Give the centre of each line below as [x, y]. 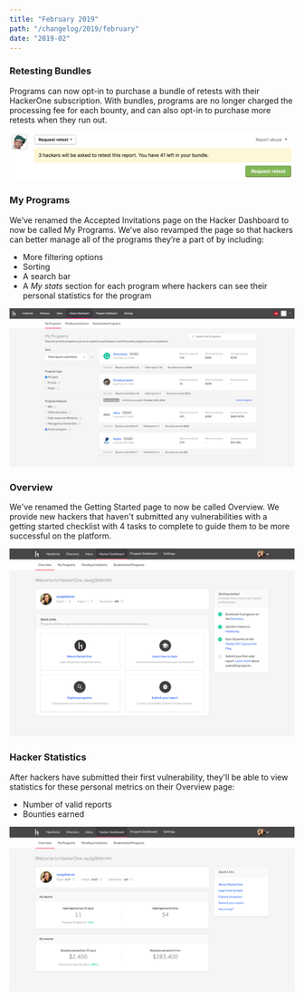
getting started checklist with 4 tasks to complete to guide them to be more [150, 527]
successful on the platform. [60, 536]
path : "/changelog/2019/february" [75, 29]
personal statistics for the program [87, 296]
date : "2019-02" [40, 38]
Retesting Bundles [51, 71]
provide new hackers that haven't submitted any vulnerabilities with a [138, 517]
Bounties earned [53, 814]
